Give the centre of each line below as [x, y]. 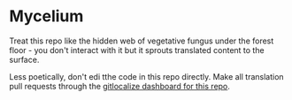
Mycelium [46, 16]
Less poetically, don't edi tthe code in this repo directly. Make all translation [147, 76]
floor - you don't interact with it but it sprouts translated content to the [137, 50]
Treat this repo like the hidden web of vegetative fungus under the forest [142, 41]
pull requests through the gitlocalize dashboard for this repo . [119, 86]
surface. [24, 59]
